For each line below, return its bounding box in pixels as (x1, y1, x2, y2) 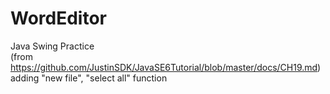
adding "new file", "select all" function (10, 72, 168, 84)
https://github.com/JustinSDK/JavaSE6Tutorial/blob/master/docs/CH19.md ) (10, 61, 322, 73)
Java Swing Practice (10, 40, 95, 52)
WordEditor (10, 7, 107, 30)
